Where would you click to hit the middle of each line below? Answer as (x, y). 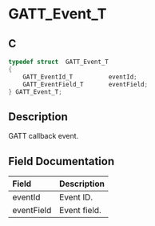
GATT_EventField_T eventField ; (85, 84)
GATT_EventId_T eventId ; (80, 77)
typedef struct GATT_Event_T (59, 62)
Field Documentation (61, 161)
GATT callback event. (44, 136)
